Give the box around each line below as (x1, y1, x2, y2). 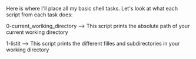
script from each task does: (6, 11, 73, 18)
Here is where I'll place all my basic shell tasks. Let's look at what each (6, 5, 178, 12)
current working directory (6, 29, 69, 36)
